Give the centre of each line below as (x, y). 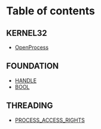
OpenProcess (32, 47)
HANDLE (26, 80)
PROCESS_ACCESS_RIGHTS (50, 120)
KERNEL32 (27, 33)
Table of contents (51, 11)
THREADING (30, 106)
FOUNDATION (33, 66)
